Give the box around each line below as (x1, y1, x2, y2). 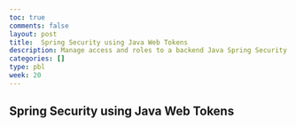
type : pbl (9, 63, 46, 72)
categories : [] (9, 54, 66, 63)
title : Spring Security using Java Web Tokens (9, 37, 189, 47)
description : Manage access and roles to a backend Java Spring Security (9, 46, 288, 55)
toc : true (9, 12, 46, 22)
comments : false (9, 21, 69, 30)
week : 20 (9, 71, 42, 80)
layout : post (9, 29, 58, 38)
